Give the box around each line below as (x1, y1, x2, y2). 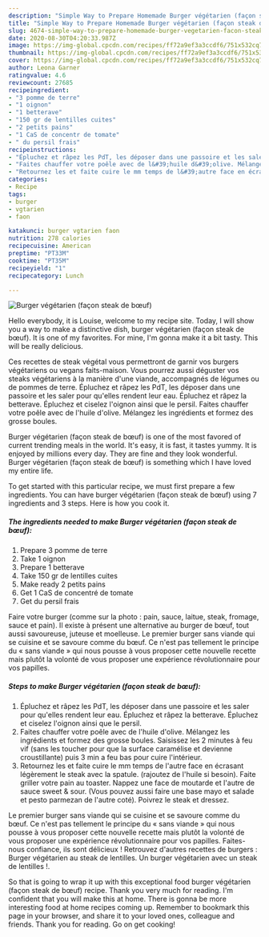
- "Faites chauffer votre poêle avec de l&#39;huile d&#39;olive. (8, 161, 235, 169)
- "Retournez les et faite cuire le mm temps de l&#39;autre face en (8, 168, 246, 176)
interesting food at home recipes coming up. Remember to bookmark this (8, 903, 250, 912)
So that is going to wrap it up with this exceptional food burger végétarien (8, 877, 251, 887)
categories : (8, 175, 48, 184)
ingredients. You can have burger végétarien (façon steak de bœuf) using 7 (8, 490, 258, 500)
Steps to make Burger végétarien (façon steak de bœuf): (8, 681, 202, 691)
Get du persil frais (19, 597, 79, 607)
